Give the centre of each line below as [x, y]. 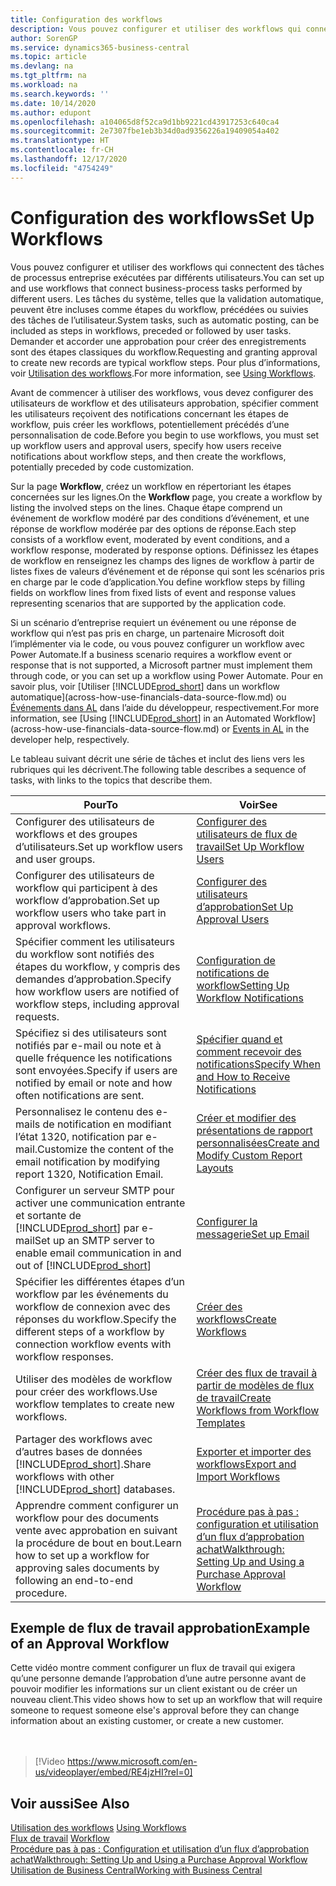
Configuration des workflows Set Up [162, 217]
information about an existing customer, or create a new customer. [147, 1721]
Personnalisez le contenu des [84, 1111]
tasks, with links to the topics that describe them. [111, 780]
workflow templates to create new [95, 1404]
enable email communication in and [98, 1253]
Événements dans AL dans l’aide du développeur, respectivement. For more [165, 707]
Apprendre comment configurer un [97, 1505]
